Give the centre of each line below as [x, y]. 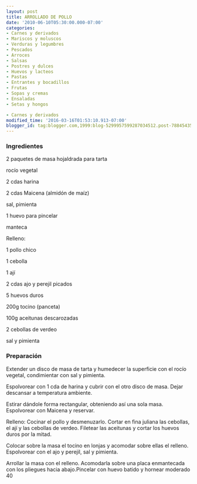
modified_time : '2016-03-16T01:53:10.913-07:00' [67, 120]
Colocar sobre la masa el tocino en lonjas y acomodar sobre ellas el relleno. [97, 445]
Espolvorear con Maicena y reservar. [50, 410]
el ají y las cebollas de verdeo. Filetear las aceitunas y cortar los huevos [93, 428]
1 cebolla [17, 261]
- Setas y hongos [27, 104]
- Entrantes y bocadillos [38, 83]
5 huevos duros [25, 295]
